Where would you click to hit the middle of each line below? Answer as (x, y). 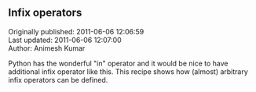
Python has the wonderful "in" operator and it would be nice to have (118, 63)
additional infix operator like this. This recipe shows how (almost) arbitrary (128, 71)
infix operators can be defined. (58, 80)
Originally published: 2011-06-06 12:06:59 (76, 31)
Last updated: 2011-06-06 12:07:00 (65, 40)
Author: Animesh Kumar (47, 48)
